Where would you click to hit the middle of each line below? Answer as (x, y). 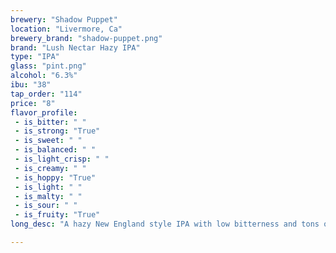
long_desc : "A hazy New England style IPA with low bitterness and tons (165, 224)
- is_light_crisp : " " (62, 159)
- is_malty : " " (48, 196)
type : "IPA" (35, 57)
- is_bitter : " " (50, 122)
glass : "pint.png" (48, 66)
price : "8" (33, 103)
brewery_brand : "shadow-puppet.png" (86, 38)
